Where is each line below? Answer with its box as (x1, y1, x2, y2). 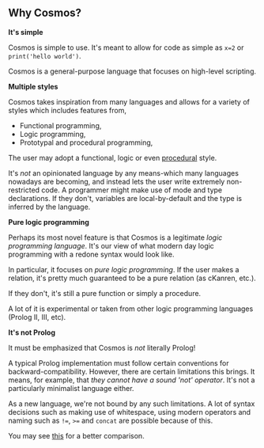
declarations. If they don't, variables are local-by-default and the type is (8, 193, 243, 203)
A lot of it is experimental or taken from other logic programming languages (8, 304, 254, 313)
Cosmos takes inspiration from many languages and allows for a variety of (8, 97, 251, 106)
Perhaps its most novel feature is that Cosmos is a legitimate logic (8, 233, 223, 242)
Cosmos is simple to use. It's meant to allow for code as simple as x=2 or (8, 43, 244, 52)
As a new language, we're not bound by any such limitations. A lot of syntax (8, 399, 255, 408)
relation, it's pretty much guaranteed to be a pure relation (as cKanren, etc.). (8, 273, 257, 283)
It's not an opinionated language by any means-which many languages (8, 168, 239, 177)
